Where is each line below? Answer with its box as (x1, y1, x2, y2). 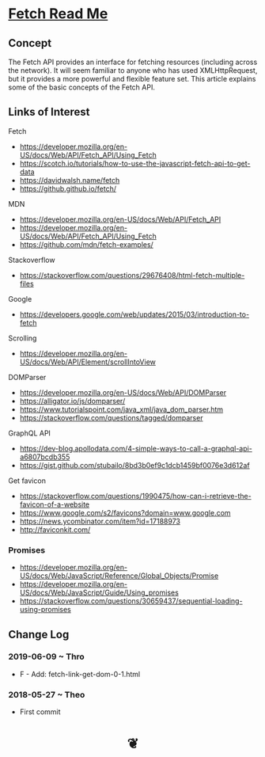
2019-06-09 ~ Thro (8, 651, 85, 662)
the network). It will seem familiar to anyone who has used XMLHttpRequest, (8, 66, 258, 75)
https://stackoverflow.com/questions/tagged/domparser (19, 413, 203, 422)
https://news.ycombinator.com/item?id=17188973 (19, 516, 180, 526)
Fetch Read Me (8, 5, 108, 23)
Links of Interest (8, 105, 90, 119)
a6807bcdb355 (19, 452, 70, 462)
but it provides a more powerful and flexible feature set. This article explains (8, 74, 256, 83)
